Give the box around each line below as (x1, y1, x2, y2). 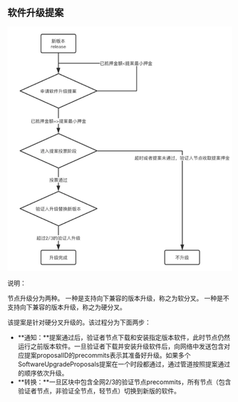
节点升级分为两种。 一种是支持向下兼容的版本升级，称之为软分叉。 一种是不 (7, 294, 229, 303)
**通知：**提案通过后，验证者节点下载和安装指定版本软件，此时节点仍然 (17, 334, 230, 342)
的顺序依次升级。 (17, 369, 68, 378)
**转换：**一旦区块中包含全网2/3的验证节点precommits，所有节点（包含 (17, 378, 232, 386)
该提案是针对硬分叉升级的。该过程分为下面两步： (7, 318, 151, 326)
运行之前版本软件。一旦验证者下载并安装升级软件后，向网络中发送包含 (17, 342, 224, 351)
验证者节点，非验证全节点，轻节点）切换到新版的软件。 (17, 387, 180, 396)
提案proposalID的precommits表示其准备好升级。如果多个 (24, 351, 191, 360)
